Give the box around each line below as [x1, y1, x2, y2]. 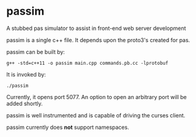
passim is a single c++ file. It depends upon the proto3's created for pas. [6, 36, 190, 43]
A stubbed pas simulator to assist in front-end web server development [6, 24, 186, 32]
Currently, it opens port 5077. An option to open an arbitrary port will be [6, 93, 187, 100]
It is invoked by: [6, 70, 46, 78]
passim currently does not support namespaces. [6, 124, 130, 131]
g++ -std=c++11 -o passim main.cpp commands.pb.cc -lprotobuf [6, 60, 168, 66]
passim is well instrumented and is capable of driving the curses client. [6, 111, 186, 119]
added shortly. [6, 100, 43, 107]
